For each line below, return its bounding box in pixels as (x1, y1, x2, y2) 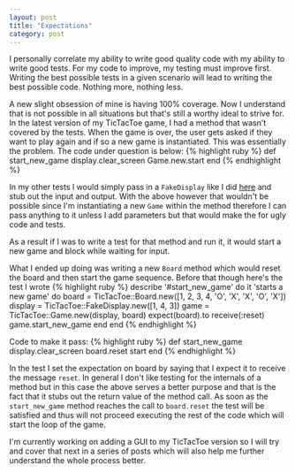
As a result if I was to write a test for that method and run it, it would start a (9, 236, 282, 248)
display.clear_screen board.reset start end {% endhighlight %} (9, 346, 237, 356)
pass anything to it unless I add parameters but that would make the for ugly (9, 210, 287, 221)
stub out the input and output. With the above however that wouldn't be (9, 191, 269, 202)
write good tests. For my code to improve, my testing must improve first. (9, 63, 272, 73)
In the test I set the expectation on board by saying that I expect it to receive (9, 363, 286, 374)
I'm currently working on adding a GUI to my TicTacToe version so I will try (9, 437, 280, 447)
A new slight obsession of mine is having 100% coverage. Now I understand (9, 99, 286, 110)
